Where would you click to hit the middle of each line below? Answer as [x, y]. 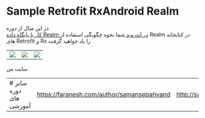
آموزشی [20, 106]
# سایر [18, 83]
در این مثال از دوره [28, 28]
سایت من [17, 69]
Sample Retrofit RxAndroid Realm [93, 11]
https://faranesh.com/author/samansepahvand [103, 94]
